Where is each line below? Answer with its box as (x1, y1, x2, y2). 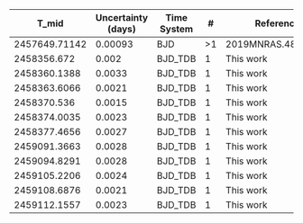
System (159, 22, 194, 35)
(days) (107, 22, 137, 35)
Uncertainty (95, 12, 149, 23)
